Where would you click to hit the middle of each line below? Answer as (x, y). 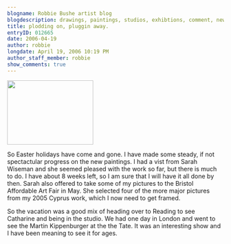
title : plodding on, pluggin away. (58, 26)
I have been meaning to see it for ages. (63, 233)
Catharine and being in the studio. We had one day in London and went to (111, 218)
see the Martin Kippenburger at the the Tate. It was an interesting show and (114, 225)
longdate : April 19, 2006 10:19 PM (58, 52)
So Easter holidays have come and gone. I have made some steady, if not (111, 154)
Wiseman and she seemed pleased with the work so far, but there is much (112, 169)
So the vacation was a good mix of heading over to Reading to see (101, 211)
